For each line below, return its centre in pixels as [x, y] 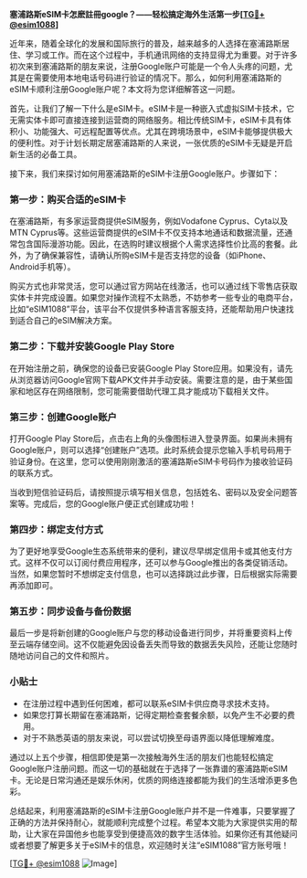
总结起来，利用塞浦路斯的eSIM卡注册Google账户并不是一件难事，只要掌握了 [153, 810]
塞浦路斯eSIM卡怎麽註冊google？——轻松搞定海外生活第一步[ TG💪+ [137, 14]
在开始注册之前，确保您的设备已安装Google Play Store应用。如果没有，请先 [152, 368]
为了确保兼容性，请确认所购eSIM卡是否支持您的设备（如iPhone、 [148, 256]
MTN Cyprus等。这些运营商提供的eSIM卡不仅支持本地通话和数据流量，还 [147, 233]
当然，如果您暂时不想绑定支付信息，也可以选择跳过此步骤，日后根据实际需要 [153, 574]
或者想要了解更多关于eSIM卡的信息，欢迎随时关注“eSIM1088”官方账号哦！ [149, 845]
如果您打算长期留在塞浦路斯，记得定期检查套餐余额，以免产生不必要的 [155, 714]
